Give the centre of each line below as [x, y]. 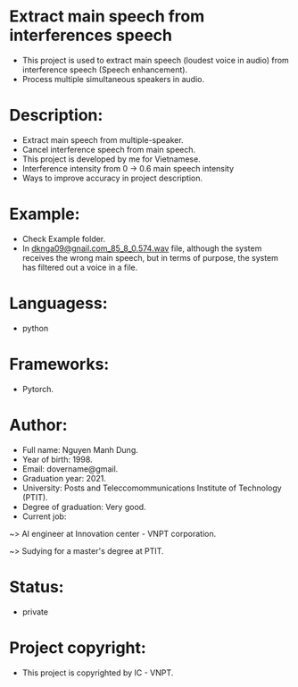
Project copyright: [78, 647]
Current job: [44, 516]
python [35, 328]
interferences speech [91, 35]
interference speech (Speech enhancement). [105, 70]
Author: [39, 425]
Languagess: [58, 303]
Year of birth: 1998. [57, 459]
